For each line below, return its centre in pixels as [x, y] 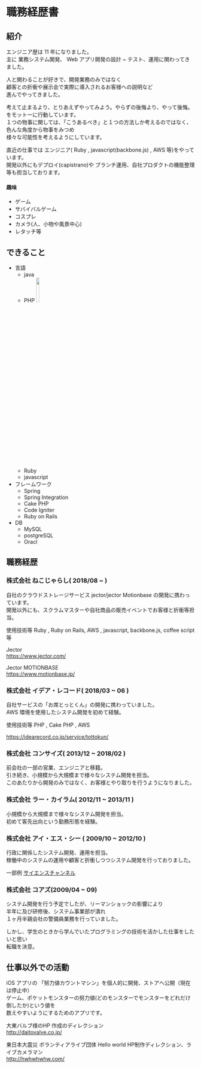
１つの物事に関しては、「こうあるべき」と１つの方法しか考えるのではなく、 [99, 122]
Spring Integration [46, 497]
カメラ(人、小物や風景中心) [48, 224]
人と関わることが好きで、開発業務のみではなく [64, 79]
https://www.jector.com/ [36, 656]
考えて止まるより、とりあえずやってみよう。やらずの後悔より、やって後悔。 [100, 107]
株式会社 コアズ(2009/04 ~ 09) [52, 890]
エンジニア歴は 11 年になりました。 [49, 52]
